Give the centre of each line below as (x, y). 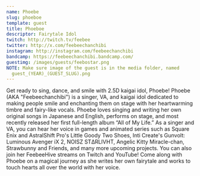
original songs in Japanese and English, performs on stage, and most (92, 116)
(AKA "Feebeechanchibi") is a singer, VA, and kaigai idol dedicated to (92, 97)
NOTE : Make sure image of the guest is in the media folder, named (93, 68)
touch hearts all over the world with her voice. (63, 168)
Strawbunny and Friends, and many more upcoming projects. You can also (99, 148)
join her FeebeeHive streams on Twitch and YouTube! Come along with (94, 155)
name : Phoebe (23, 12)
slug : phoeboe (24, 17)
